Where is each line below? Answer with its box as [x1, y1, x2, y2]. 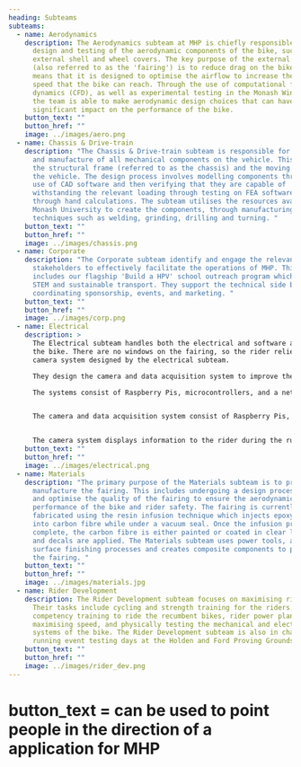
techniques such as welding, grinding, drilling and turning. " [31, 213, 279, 223]
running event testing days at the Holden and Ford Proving [31, 637, 262, 646]
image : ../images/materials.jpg [24, 578, 146, 587]
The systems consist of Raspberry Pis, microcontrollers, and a [31, 388, 279, 397]
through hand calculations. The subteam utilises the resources [31, 197, 279, 207]
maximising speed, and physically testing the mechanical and [31, 620, 270, 629]
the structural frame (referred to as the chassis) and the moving [31, 163, 291, 172]
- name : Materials [16, 469, 86, 479]
